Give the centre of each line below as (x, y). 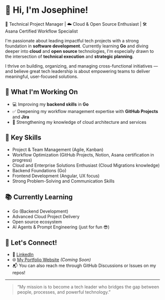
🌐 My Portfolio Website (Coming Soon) (52, 260)
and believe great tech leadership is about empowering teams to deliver (78, 71)
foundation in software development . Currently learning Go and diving (77, 46)
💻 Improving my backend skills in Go (50, 104)
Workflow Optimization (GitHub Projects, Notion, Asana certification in (83, 154)
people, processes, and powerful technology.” (64, 292)
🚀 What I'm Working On (41, 92)
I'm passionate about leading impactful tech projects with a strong (72, 40)
